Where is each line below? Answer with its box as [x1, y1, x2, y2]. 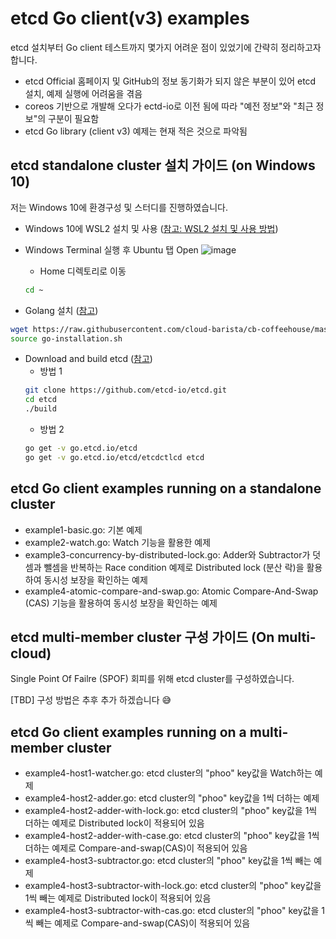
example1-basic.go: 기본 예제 [24, 523, 143, 536]
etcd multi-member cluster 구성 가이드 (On [10, 628, 275, 646]
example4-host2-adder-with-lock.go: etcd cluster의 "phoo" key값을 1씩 [24, 805, 318, 817]
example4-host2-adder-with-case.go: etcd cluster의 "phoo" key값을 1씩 [24, 830, 320, 842]
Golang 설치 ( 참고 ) [24, 304, 99, 316]
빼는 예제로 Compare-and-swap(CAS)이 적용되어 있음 [35, 917, 251, 929]
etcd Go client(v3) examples [10, 7, 250, 30]
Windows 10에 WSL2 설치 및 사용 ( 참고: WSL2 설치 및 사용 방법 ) [24, 222, 279, 234]
